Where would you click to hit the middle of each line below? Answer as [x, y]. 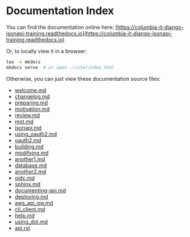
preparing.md [31, 103]
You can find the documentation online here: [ [62, 27]
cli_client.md [30, 209]
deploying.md [31, 196]
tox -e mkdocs [24, 62]
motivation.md [32, 109]
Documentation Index [60, 11]
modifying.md [32, 153]
